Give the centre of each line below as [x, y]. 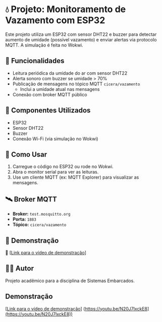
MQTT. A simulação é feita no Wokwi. [44, 45]
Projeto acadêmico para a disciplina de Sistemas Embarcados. [70, 281]
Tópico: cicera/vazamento [39, 225]
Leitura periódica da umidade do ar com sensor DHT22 [70, 73]
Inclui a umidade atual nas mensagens [60, 89]
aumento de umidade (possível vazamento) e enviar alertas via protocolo [81, 39]
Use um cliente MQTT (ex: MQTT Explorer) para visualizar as [76, 177]
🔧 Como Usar [26, 154]
